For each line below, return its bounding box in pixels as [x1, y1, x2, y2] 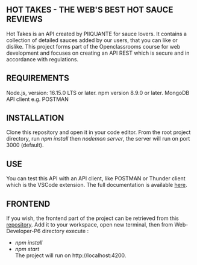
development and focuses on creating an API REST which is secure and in [6, 49, 190, 56]
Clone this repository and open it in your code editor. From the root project [6, 129, 191, 136]
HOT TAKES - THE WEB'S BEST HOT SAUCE [6, 5, 174, 15]
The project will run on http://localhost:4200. [14, 252, 127, 259]
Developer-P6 [6, 228, 41, 235]
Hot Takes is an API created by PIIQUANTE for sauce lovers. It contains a [6, 30, 187, 37]
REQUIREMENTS [6, 73, 69, 84]
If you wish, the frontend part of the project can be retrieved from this [6, 215, 179, 222]
